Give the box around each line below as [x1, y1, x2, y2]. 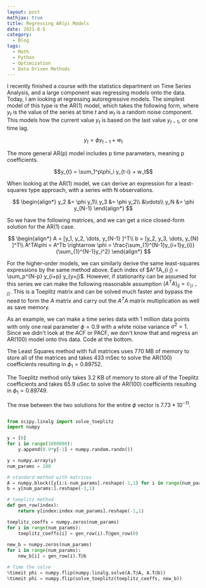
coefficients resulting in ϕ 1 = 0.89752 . [7, 361, 103, 370]
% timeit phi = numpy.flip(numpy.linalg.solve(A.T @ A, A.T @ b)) [7, 570, 166, 576]
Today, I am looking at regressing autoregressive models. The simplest [7, 95, 185, 103]
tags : [7, 43, 21, 50]
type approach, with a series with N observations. [28, 186, 154, 193]
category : [7, 32, 32, 38]
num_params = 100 [7, 463, 51, 469]
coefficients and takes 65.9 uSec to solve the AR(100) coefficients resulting [7, 380, 197, 388]
